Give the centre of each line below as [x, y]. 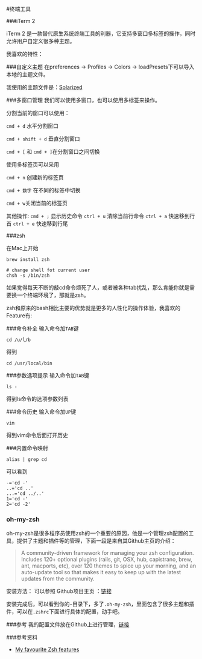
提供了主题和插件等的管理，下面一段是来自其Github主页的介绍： [96, 541]
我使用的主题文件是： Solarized [44, 87]
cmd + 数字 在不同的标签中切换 [43, 190]
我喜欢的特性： [25, 54]
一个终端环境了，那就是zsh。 [53, 295]
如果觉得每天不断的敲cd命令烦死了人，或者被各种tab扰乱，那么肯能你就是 [98, 287]
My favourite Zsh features [47, 649]
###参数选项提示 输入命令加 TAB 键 [48, 375]
